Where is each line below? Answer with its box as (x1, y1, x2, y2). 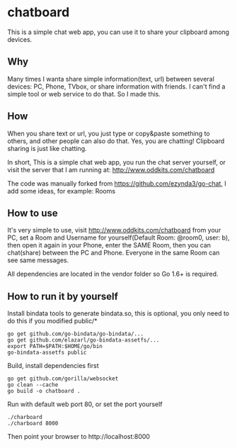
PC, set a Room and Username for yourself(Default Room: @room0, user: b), (7, 233, 230, 242)
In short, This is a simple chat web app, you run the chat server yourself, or (7, 157, 226, 167)
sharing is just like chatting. (7, 144, 87, 152)
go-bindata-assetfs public (7, 349, 87, 357)
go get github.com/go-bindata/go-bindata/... (7, 330, 144, 337)
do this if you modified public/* (7, 317, 98, 325)
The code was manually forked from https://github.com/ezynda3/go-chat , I (7, 179, 226, 188)
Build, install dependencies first (7, 362, 99, 370)
